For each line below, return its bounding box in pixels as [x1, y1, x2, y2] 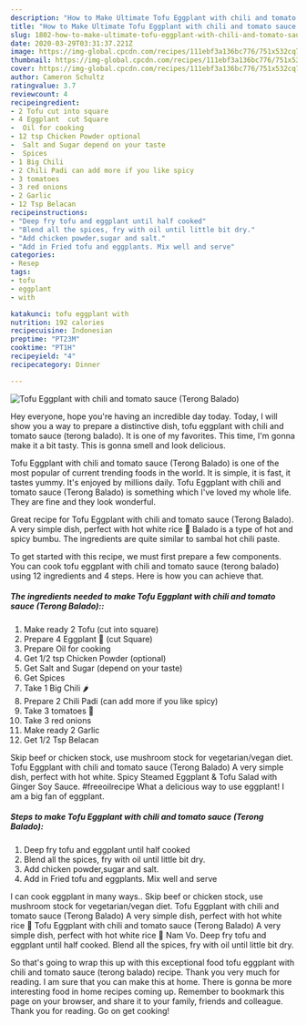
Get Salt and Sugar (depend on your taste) [23, 662, 183, 673]
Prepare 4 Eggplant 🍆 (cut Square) [23, 633, 153, 644]
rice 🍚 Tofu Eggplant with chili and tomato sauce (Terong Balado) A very [10, 919, 281, 930]
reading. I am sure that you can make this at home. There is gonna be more [10, 976, 292, 987]
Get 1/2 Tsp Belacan [23, 734, 99, 745]
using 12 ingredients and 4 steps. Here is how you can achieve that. [10, 570, 264, 581]
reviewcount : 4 [10, 89, 68, 98]
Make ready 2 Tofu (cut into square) [23, 623, 159, 634]
